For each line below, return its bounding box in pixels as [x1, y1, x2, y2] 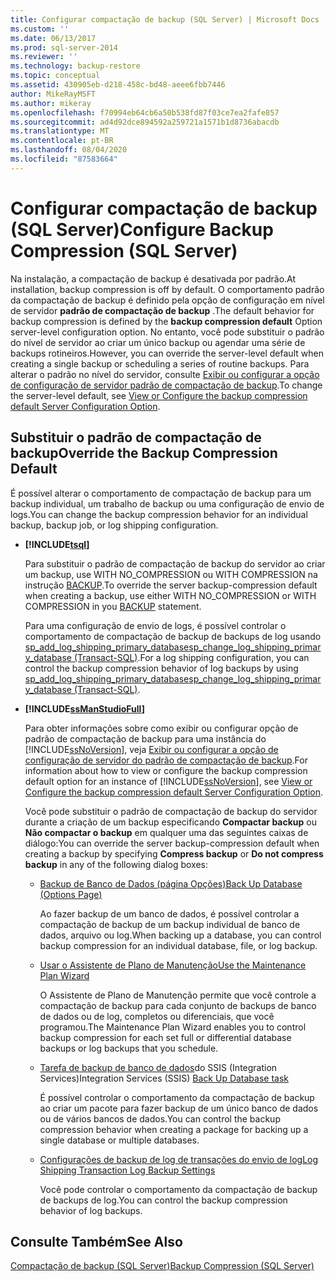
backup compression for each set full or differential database [39, 1031, 292, 1043]
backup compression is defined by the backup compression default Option [10, 315, 323, 327]
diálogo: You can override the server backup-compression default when [24, 837, 320, 849]
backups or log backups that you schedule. [39, 1042, 219, 1054]
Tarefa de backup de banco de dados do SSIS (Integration [39, 1061, 278, 1073]
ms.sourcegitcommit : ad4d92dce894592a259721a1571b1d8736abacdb [10, 117, 280, 127]
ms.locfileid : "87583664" [10, 154, 118, 164]
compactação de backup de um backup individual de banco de [39, 918, 301, 930]
